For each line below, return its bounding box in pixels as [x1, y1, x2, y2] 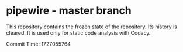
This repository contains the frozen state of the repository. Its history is [6, 23, 177, 30]
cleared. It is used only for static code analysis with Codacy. [6, 29, 151, 36]
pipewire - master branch [6, 4, 132, 17]
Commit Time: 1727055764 [6, 40, 71, 47]
